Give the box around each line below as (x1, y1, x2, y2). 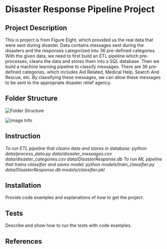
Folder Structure (5, 94, 58, 103)
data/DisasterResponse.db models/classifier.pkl (5, 167, 105, 173)
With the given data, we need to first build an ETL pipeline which (5, 53, 139, 59)
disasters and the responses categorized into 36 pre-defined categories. (5, 48, 156, 53)
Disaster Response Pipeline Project (5, 4, 155, 15)
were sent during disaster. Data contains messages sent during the (5, 42, 144, 48)
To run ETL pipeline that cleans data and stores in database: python (5, 145, 147, 151)
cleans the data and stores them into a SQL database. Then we (29, 58, 159, 64)
